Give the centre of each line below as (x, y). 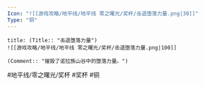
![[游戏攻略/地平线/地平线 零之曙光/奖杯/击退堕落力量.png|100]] (92, 48)
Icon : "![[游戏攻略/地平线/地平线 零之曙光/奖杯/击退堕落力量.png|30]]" (103, 13)
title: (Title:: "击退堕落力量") (52, 40)
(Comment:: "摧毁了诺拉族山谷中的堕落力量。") (68, 61)
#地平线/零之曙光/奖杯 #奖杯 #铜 (53, 75)
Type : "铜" (23, 20)
